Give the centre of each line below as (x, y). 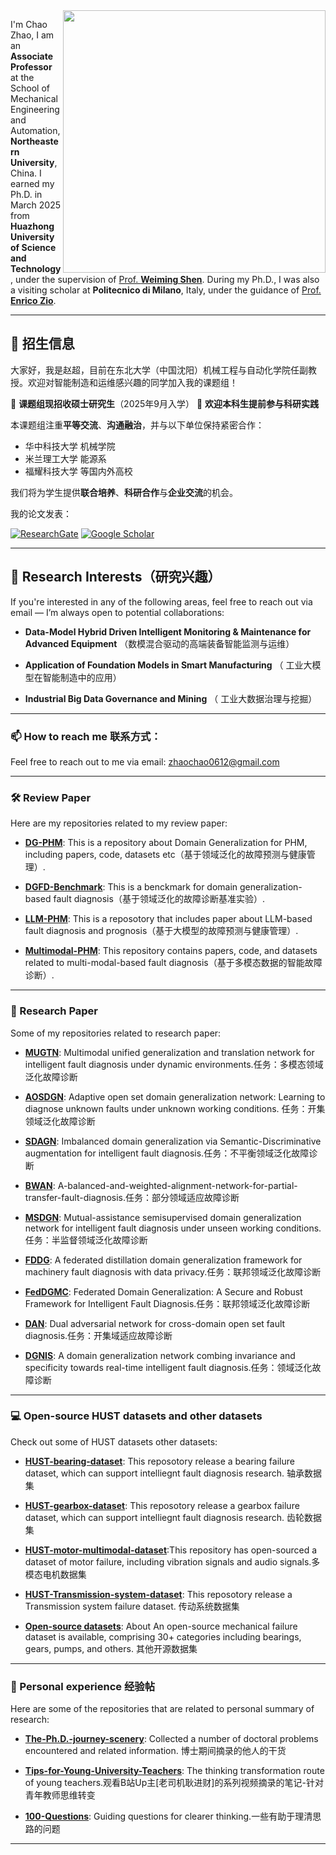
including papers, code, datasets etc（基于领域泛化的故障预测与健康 (165, 855)
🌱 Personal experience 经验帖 (83, 1686)
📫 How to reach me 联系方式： (86, 736)
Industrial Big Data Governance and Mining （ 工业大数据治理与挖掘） (171, 698)
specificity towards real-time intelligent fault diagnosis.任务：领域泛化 (168, 1367)
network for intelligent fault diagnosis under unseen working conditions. (173, 1228)
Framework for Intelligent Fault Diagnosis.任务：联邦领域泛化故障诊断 (167, 1303)
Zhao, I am (32, 35)
